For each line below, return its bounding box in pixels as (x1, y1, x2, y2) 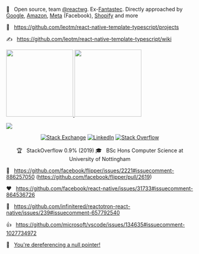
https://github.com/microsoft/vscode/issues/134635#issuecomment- (15, 221, 185, 228)
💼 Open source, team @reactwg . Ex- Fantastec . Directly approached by (6, 6, 183, 13)
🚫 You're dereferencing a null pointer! (6, 241, 101, 248)
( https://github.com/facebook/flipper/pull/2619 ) (36, 174, 153, 180)
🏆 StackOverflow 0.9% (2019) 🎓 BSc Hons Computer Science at (16, 147, 184, 154)
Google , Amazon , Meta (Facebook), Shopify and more (6, 12, 138, 19)
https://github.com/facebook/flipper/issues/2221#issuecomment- (14, 167, 175, 174)
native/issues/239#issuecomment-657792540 (6, 209, 120, 216)
